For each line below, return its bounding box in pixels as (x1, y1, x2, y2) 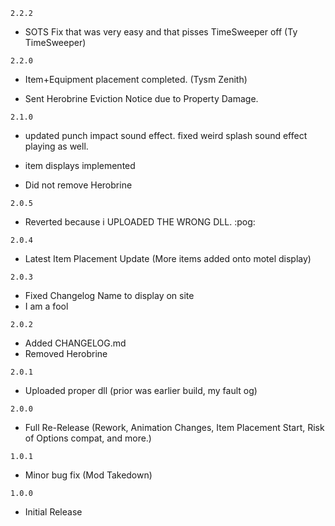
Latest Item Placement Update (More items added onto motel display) (24, 253, 312, 264)
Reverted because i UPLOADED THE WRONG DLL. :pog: (24, 216, 256, 228)
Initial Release (24, 506, 83, 518)
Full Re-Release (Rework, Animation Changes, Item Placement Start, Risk (24, 422, 325, 433)
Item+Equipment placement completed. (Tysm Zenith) (24, 74, 248, 85)
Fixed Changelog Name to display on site (24, 290, 195, 301)
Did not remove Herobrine (24, 179, 133, 191)
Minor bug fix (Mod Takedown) (24, 469, 153, 481)
